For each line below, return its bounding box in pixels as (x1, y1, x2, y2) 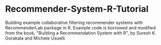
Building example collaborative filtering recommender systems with (5, 20, 143, 25)
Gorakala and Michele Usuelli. (5, 35, 66, 41)
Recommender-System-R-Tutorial (5, 3, 149, 15)
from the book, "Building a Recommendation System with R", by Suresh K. (5, 30, 157, 36)
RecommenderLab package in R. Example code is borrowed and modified (5, 24, 156, 30)
